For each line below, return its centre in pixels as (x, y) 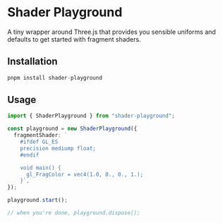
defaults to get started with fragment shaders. (74, 39)
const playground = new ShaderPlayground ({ (72, 129)
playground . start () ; (38, 200)
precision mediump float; (58, 148)
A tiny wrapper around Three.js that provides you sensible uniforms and (112, 32)
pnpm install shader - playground (55, 78)
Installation (32, 62)
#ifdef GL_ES (39, 142)
